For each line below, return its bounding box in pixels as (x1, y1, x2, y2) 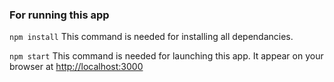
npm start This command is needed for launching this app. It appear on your (9, 50, 324, 62)
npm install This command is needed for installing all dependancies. (9, 31, 294, 43)
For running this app (9, 8, 110, 22)
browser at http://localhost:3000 (9, 61, 144, 73)
